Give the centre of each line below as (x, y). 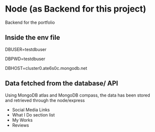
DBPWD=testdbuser (25, 59)
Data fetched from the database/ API (61, 83)
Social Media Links (31, 110)
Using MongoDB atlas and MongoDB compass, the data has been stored (78, 95)
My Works (22, 120)
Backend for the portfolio (30, 22)
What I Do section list (33, 115)
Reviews (20, 125)
